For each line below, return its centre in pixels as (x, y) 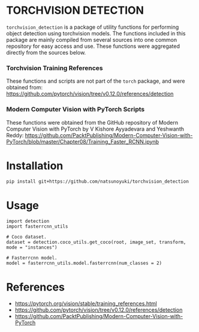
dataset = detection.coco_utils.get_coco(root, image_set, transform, (96, 242)
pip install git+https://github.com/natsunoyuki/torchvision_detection (97, 182)
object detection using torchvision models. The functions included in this (96, 33)
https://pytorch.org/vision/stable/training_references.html (86, 304)
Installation (35, 166)
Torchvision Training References (55, 68)
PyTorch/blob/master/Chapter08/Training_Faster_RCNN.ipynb (83, 141)
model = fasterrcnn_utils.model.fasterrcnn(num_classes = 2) (84, 263)
